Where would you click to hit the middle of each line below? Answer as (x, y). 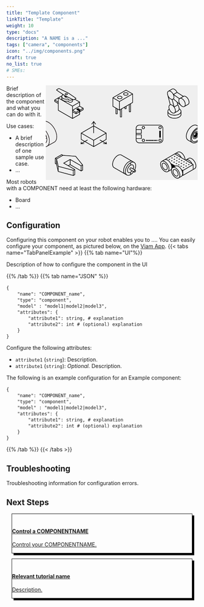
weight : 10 (20, 25)
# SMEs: (16, 70)
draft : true (21, 58)
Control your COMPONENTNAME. (54, 545)
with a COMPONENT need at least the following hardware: (79, 188)
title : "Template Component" (43, 13)
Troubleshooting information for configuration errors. (73, 483)
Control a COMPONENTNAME (50, 531)
